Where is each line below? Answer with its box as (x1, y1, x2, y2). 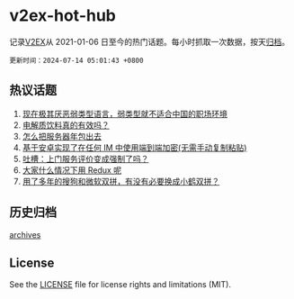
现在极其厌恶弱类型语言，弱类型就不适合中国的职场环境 (22, 108, 227, 119)
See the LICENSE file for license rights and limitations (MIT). (9, 279, 232, 290)
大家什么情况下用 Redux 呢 (22, 164, 122, 176)
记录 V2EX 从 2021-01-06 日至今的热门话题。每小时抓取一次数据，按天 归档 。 (9, 36, 290, 47)
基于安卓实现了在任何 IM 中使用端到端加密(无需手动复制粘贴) (22, 141, 247, 153)
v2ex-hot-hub (9, 5, 117, 26)
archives (9, 229, 41, 240)
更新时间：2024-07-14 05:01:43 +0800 (9, 56, 144, 65)
